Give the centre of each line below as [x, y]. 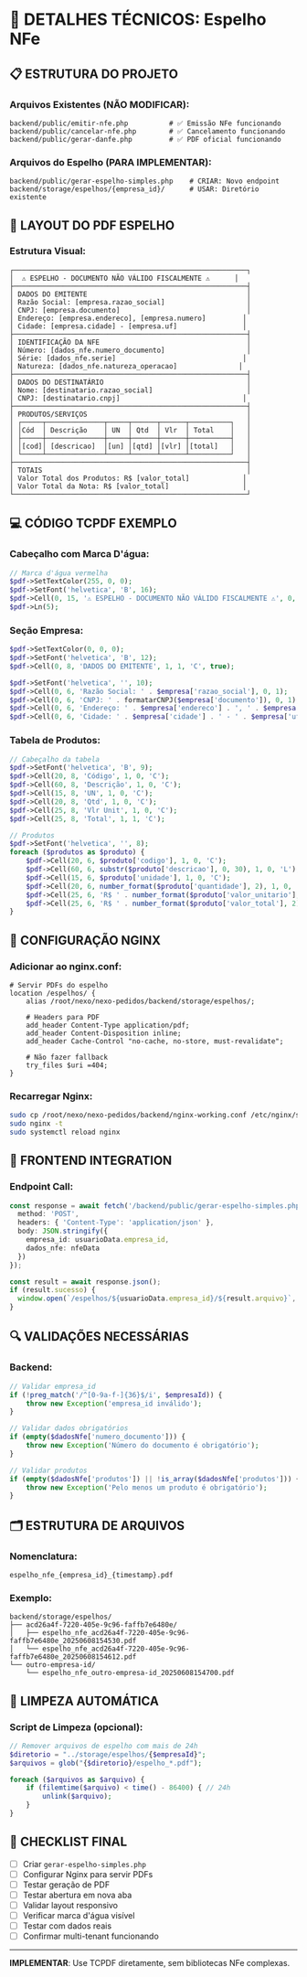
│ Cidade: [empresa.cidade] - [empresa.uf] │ [128, 326]
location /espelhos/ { [53, 993]
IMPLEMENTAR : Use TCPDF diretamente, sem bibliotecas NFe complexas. [150, 1963]
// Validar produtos [49, 1470]
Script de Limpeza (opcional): [76, 1726]
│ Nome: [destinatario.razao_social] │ [130, 390]
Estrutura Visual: [48, 251]
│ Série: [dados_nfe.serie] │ [128, 358]
